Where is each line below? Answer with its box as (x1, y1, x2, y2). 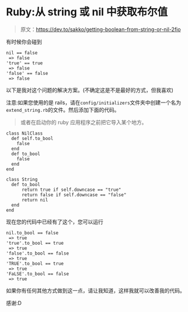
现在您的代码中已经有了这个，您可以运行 (6, 218, 103, 225)
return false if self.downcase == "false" (21, 191, 127, 198)
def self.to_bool (11, 135, 54, 141)
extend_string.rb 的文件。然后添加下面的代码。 (6, 106, 120, 113)
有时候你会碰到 (6, 38, 42, 45)
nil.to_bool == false (6, 229, 59, 236)
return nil (21, 197, 48, 203)
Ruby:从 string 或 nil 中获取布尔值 (6, 5, 168, 19)
